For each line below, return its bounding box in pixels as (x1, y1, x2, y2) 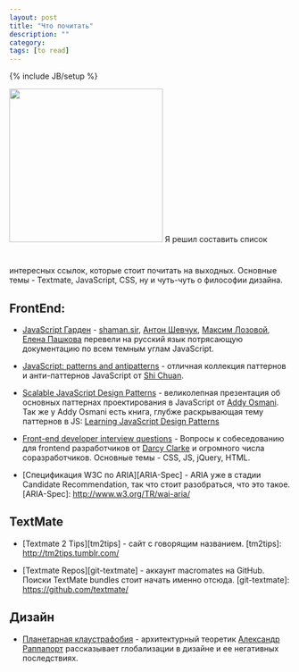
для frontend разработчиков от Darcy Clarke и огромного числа (21, 442, 265, 453)
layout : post (9, 13, 58, 22)
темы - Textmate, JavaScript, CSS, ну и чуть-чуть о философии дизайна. (9, 274, 283, 286)
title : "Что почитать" (9, 21, 94, 30)
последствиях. (21, 652, 79, 663)
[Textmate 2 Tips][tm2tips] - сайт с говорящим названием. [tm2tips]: (21, 538, 282, 549)
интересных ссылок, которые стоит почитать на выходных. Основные (9, 265, 278, 276)
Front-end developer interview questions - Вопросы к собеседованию (21, 433, 285, 443)
